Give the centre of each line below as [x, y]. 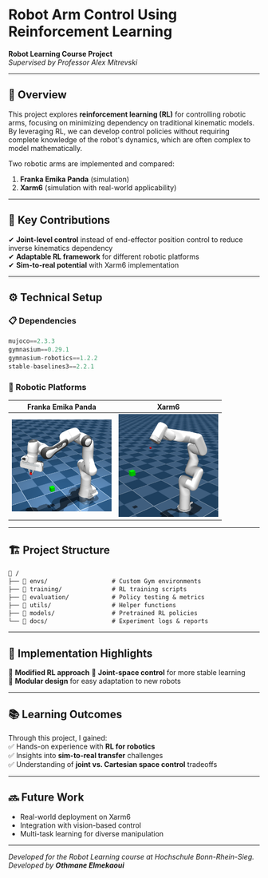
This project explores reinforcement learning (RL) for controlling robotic [127, 114]
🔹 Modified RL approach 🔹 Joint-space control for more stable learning [127, 672]
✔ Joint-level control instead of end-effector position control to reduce [126, 239]
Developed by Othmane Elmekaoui [67, 865]
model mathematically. [45, 148]
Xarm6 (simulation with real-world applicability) [98, 187]
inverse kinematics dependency [61, 248]
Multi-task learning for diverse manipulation [92, 833]
